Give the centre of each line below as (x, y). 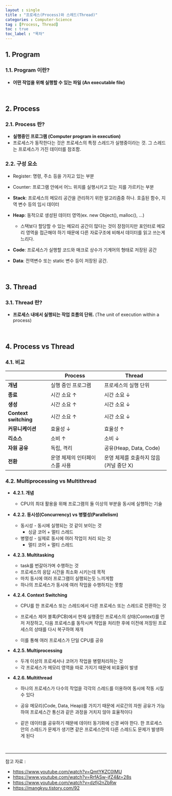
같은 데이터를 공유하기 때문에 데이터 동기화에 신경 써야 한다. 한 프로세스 (91, 723)
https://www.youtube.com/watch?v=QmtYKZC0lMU (67, 772)
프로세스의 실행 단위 (127, 385)
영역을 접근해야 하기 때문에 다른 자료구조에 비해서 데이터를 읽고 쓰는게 (95, 232)
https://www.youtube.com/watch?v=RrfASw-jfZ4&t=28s (72, 777)
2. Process (23, 109)
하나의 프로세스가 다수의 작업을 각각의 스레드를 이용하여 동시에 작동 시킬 (92, 688)
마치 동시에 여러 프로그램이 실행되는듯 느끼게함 (67, 579)
